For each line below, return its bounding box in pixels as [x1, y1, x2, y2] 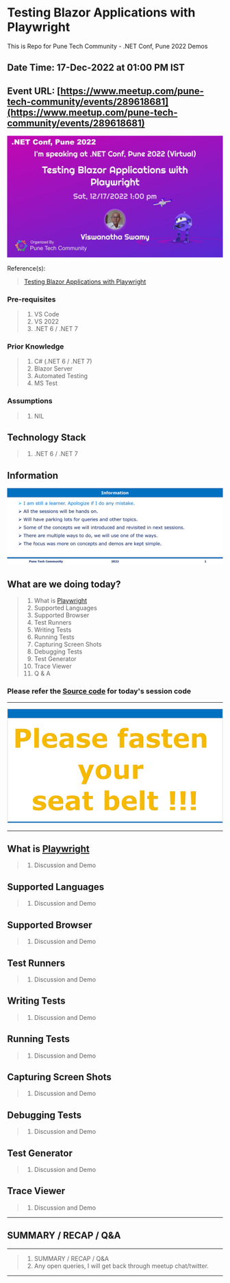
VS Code [34, 310, 60, 318]
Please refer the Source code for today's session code [7, 686, 192, 696]
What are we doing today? [7, 578, 121, 590]
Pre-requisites [7, 295, 56, 304]
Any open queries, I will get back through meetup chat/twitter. [34, 1262, 209, 1270]
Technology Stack [7, 432, 86, 443]
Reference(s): [7, 264, 46, 272]
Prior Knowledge [7, 341, 64, 351]
